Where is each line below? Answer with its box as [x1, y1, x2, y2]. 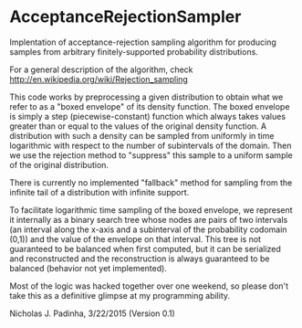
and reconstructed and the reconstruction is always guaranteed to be [9, 253, 270, 264]
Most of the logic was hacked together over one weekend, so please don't [9, 280, 289, 291]
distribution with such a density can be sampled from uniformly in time [9, 130, 275, 141]
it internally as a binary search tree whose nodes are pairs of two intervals [9, 214, 288, 225]
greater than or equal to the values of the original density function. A [9, 121, 267, 132]
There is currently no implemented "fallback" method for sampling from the [9, 176, 293, 188]
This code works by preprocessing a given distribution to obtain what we [9, 91, 284, 102]
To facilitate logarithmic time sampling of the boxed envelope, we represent [9, 204, 294, 216]
